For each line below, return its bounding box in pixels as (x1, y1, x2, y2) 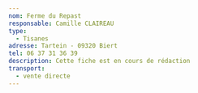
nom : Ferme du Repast (8, 11, 82, 20)
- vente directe (15, 72, 71, 80)
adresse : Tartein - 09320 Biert (8, 42, 118, 50)
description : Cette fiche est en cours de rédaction (8, 57, 191, 66)
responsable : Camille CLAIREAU (8, 19, 114, 27)
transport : (8, 65, 45, 73)
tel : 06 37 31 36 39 (8, 49, 79, 57)
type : (8, 27, 27, 35)
